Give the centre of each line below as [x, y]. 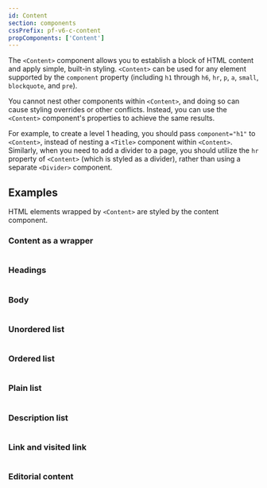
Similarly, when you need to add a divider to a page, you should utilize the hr [133, 150]
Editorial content [41, 477]
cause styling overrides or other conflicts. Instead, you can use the [118, 110]
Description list [39, 417]
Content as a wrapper [51, 240]
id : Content [28, 16]
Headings [27, 270]
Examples [33, 192]
